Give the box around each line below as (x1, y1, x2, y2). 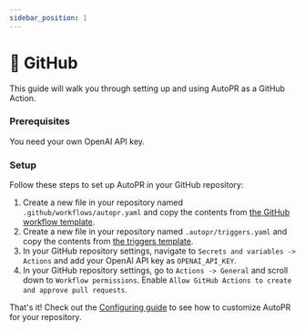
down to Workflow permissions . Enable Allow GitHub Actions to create (22, 274, 292, 285)
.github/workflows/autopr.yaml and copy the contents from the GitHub (22, 207, 290, 218)
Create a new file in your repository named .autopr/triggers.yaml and (22, 226, 288, 237)
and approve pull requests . (22, 284, 127, 295)
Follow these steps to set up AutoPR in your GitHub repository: (9, 180, 244, 191)
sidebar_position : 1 (9, 13, 88, 23)
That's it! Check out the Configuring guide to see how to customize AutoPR (9, 302, 291, 313)
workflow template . (22, 216, 96, 228)
